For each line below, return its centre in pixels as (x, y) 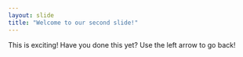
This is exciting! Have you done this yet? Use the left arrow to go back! (122, 45)
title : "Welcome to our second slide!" (73, 23)
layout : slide (31, 15)
